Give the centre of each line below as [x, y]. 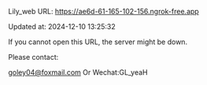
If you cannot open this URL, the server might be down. [98, 42]
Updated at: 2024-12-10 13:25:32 [62, 26]
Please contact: [33, 57]
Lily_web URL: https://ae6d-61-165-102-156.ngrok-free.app [103, 11]
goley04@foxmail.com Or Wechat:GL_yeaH [78, 72]
